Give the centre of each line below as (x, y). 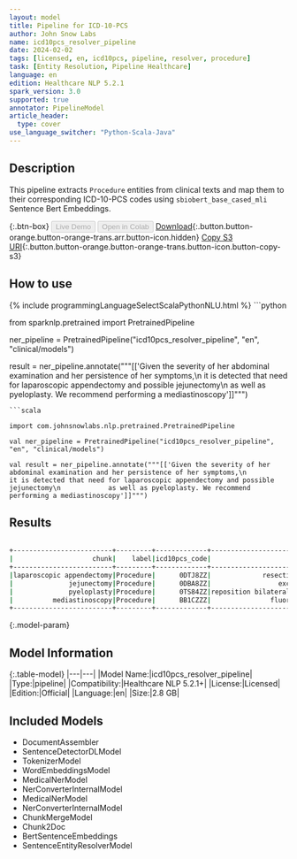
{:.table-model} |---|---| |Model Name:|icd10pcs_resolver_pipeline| (131, 674)
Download (174, 226)
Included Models (56, 721)
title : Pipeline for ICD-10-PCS (69, 26)
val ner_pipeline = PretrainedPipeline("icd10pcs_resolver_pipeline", (142, 441)
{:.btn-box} (30, 226)
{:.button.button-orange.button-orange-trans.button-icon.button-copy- (151, 246)
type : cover (39, 125)
